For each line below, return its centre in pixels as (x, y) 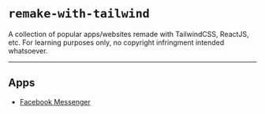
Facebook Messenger (55, 101)
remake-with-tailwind (79, 14)
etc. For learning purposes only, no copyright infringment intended (116, 42)
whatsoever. (28, 50)
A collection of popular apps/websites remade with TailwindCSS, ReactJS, (129, 34)
